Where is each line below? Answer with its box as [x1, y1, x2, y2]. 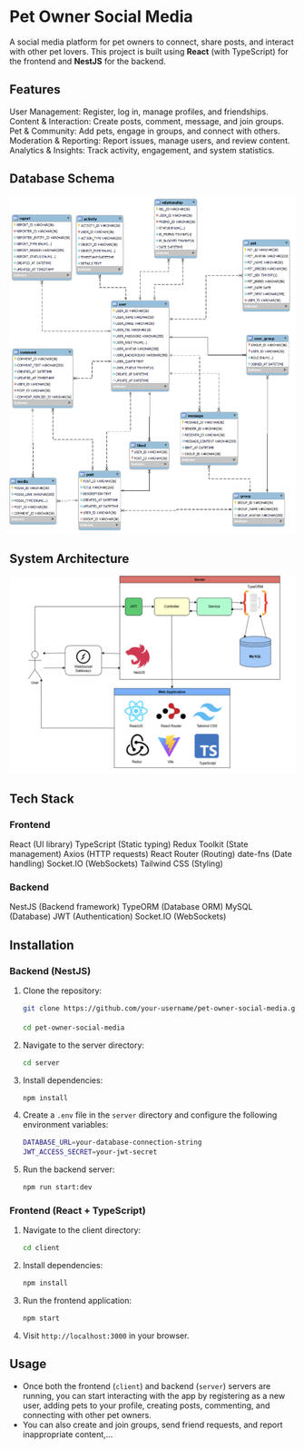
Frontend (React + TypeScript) [9, 1205, 147, 1217]
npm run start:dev [22, 1183, 93, 1192]
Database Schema [9, 171, 115, 187]
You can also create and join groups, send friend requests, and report [22, 1419, 283, 1430]
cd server [22, 1058, 61, 1068]
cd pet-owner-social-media [22, 1023, 125, 1032]
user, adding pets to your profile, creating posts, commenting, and [22, 1400, 270, 1411]
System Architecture [9, 551, 130, 567]
